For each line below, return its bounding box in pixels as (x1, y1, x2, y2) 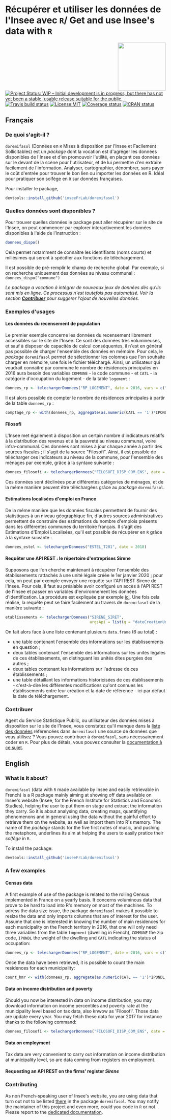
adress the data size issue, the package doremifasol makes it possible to (5, 907, 158, 914)
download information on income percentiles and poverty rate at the (5, 1002, 149, 1008)
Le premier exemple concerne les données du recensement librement (5, 332, 152, 338)
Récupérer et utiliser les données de (5, 4, 161, 15)
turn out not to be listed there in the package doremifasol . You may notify (5, 1098, 159, 1104)
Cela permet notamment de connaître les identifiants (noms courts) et (5, 249, 152, 255)
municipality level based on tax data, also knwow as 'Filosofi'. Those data (5, 1008, 159, 1014)
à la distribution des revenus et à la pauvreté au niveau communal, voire (5, 437, 156, 444)
